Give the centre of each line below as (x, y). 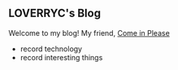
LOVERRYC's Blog (55, 13)
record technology (51, 49)
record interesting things (61, 57)
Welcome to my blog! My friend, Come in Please (89, 33)
